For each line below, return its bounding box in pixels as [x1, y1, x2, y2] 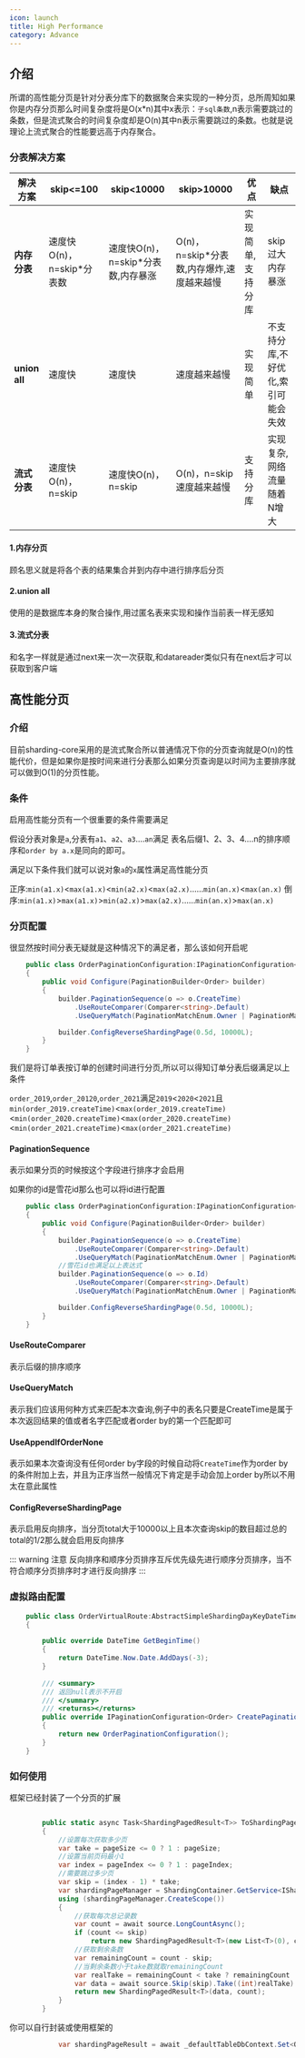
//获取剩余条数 [74, 1945, 124, 1954]
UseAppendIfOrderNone [9, 1437, 103, 1448]
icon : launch [9, 13, 59, 23]
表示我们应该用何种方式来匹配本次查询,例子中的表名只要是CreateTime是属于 [9, 1403, 293, 1415]
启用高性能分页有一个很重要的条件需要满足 [9, 814, 169, 825]
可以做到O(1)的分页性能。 [9, 766, 104, 778]
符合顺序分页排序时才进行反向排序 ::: [9, 1566, 147, 1577]
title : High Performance [9, 22, 103, 31]
